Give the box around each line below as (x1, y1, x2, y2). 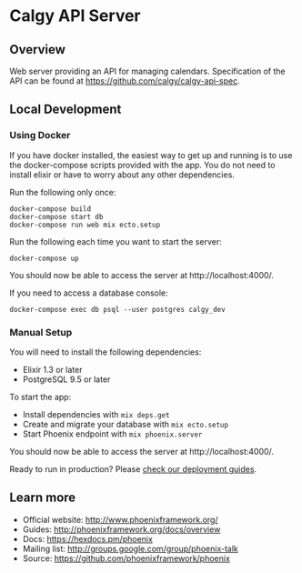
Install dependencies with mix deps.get (22, 408, 170, 419)
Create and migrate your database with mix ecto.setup (22, 418, 229, 429)
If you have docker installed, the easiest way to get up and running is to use (9, 149, 293, 160)
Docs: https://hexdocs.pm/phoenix (22, 533, 153, 544)
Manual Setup (9, 326, 73, 338)
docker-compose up (9, 254, 79, 263)
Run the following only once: (9, 186, 116, 197)
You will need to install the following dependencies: (9, 347, 202, 357)
